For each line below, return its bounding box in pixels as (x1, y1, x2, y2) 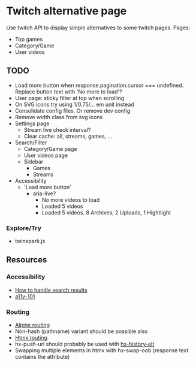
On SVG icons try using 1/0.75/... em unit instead (14, 101, 135, 108)
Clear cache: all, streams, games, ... (23, 132, 113, 140)
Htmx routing (14, 334, 48, 341)
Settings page (14, 120, 50, 127)
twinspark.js (14, 238, 46, 245)
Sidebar (23, 158, 44, 165)
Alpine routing (14, 322, 50, 329)
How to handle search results (14, 286, 88, 294)
